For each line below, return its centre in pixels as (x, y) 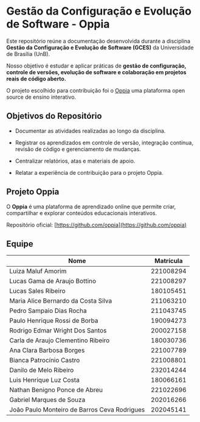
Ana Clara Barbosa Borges (47, 350)
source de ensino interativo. (41, 97)
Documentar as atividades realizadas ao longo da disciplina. (90, 131)
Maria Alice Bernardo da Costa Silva (61, 301)
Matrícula (169, 261)
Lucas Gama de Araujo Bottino (53, 281)
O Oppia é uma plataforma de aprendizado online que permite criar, (91, 206)
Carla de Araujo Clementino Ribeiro (60, 340)
